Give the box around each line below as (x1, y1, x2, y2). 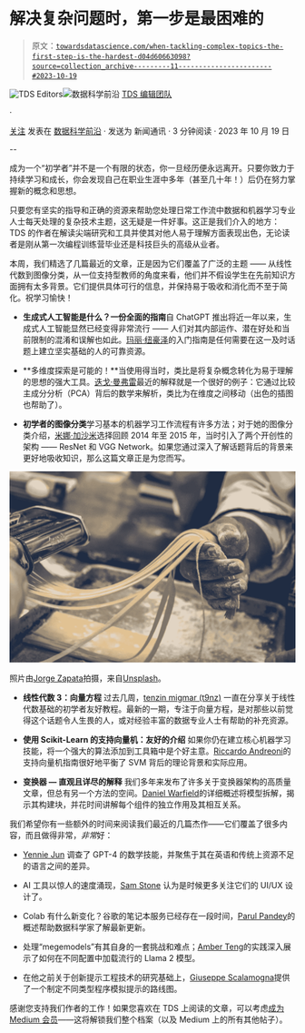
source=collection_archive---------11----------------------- (31, 61, 272, 71)
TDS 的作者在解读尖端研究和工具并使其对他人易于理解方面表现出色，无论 (9, 227, 283, 238)
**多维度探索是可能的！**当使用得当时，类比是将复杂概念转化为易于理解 (22, 365, 293, 376)
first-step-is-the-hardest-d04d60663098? (31, 52, 191, 61)
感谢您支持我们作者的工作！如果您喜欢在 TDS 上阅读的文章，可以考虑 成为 (9, 1002, 284, 1013)
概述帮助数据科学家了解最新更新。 (22, 921, 151, 933)
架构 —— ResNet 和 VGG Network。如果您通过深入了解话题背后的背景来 (22, 441, 293, 451)
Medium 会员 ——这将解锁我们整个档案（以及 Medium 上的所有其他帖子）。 (9, 1014, 288, 1025)
